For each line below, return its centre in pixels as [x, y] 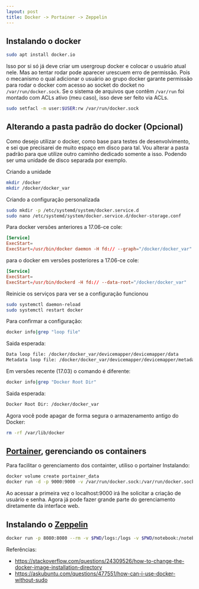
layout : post [22, 12]
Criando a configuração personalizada [53, 199]
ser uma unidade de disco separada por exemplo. [67, 160]
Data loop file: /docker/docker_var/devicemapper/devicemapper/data [92, 354]
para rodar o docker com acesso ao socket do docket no [76, 85]
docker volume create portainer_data [53, 476]
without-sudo [31, 580]
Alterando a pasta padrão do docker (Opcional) [95, 127]
